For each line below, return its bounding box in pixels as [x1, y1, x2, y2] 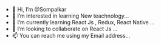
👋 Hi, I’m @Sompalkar [12, 6, 67, 13]
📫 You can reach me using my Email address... [12, 32, 131, 39]
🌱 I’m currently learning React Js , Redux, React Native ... [12, 19, 155, 26]
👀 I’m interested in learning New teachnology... [12, 12, 129, 19]
